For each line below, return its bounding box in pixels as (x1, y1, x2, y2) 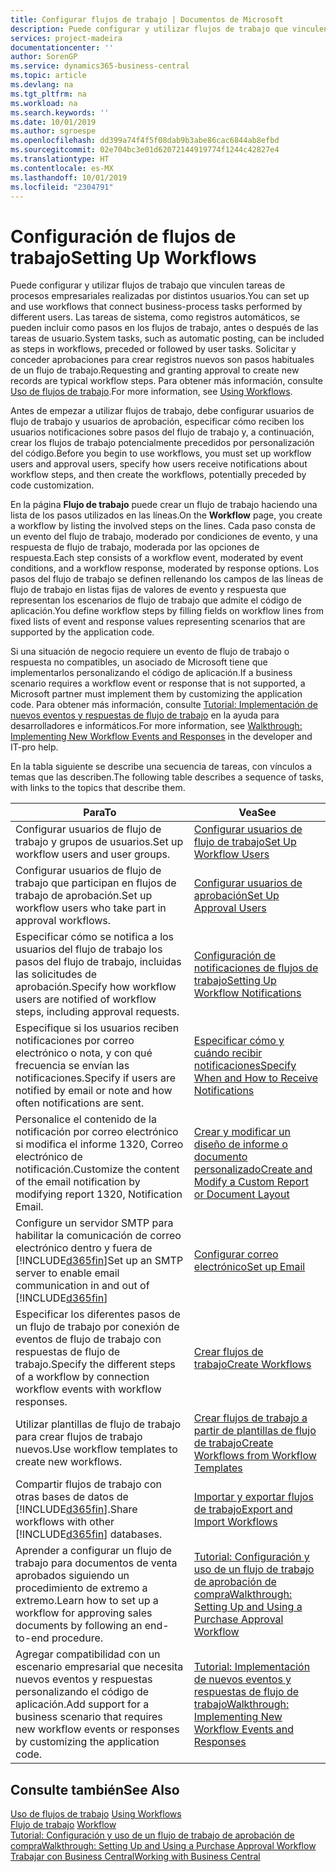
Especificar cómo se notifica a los (15, 930, 175, 944)
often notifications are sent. (15, 1096, 145, 1110)
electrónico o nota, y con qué (15, 1046, 153, 1060)
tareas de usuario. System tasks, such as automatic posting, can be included (10, 332, 325, 345)
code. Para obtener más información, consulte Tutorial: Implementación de (10, 699, 318, 711)
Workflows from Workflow (193, 1449, 317, 1463)
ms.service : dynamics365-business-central (10, 61, 190, 71)
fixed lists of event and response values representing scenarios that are (10, 616, 306, 628)
